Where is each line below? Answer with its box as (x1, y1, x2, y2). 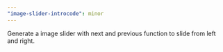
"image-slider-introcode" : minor (7, 10, 104, 17)
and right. (7, 36, 35, 45)
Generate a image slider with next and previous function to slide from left (7, 29, 216, 37)
